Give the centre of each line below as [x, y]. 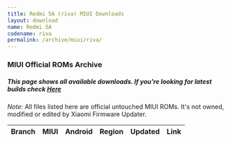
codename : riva [30, 33]
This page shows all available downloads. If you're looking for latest [110, 81]
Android [79, 132]
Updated [145, 132]
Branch [23, 132]
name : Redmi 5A [30, 27]
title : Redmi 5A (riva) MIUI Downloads [66, 14]
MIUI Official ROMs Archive [55, 65]
